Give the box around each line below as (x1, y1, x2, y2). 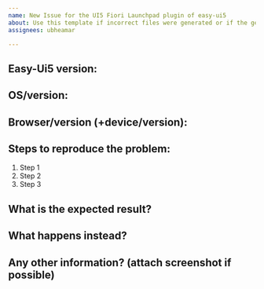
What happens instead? (8, 229, 127, 243)
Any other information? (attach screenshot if (8, 256, 232, 269)
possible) (8, 268, 55, 281)
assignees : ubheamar (8, 26, 76, 34)
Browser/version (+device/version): (8, 115, 188, 129)
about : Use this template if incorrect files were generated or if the (8, 19, 247, 27)
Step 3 (19, 180, 42, 189)
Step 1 (19, 163, 40, 173)
